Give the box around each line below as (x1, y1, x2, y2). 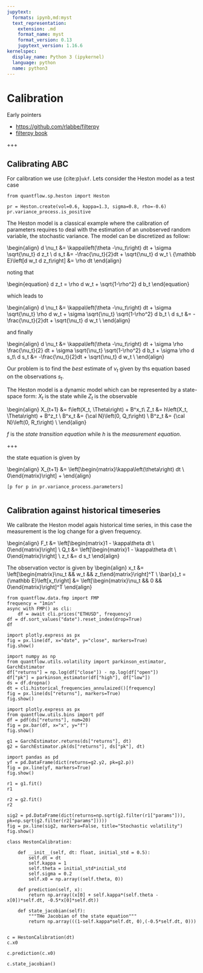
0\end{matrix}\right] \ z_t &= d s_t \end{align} (7, 553, 120, 560)
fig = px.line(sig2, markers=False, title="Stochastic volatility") (7, 823, 183, 829)
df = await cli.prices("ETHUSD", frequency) (18, 611, 132, 617)
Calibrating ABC (7, 159, 69, 169)
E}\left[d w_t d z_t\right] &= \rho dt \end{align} (7, 257, 122, 264)
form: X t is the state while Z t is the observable (24, 392, 138, 401)
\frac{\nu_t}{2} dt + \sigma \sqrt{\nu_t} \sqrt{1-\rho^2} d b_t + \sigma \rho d (7, 347, 195, 354)
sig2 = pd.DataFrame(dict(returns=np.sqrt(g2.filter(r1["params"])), (7, 812, 186, 819)
